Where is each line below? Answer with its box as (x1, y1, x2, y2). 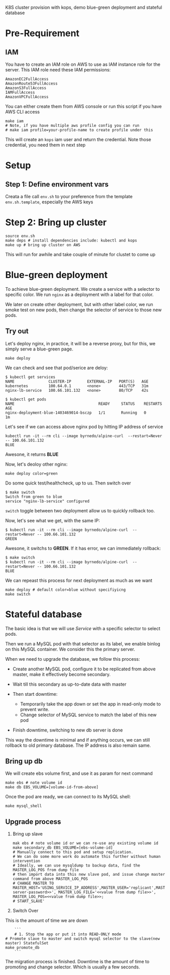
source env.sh (5, 233, 36, 238)
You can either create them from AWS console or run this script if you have (5, 103, 162, 109)
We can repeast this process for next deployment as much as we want (5, 577, 153, 583)
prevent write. (20, 706, 50, 712)
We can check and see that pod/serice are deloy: (5, 364, 108, 371)
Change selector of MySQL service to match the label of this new (20, 712, 157, 718)
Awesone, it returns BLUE (5, 451, 59, 457)
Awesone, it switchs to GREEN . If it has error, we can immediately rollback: (5, 545, 161, 551)
